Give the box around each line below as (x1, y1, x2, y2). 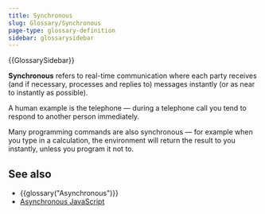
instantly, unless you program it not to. (8, 144, 134, 154)
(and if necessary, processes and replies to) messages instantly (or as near (8, 80, 255, 89)
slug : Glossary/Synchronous (8, 19, 102, 27)
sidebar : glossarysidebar (8, 33, 94, 42)
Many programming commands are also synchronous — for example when (8, 127, 253, 137)
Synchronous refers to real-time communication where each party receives (8, 71, 257, 80)
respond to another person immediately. (8, 112, 140, 122)
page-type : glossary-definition (8, 26, 115, 34)
